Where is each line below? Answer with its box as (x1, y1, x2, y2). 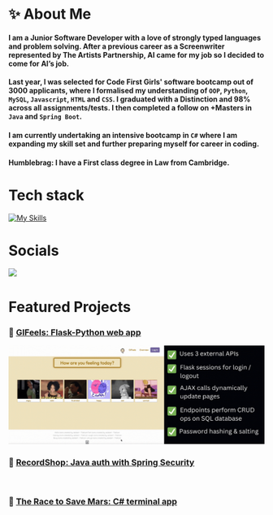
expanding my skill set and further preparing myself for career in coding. (8, 139, 260, 149)
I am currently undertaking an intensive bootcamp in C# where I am (8, 130, 238, 140)
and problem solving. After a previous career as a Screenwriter (8, 41, 225, 51)
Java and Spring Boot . (8, 111, 83, 122)
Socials (8, 241, 59, 260)
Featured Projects (8, 297, 132, 316)
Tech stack (8, 186, 84, 204)
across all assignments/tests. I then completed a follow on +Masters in (8, 103, 253, 113)
